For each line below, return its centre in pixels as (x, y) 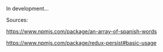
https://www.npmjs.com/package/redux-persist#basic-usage (81, 43)
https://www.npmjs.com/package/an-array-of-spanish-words (81, 31)
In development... (27, 9)
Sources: (17, 20)
